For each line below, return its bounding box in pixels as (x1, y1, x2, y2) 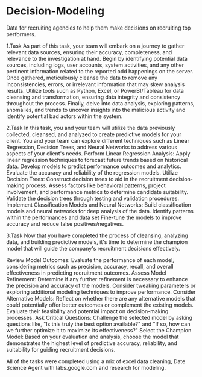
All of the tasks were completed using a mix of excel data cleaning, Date (6, 357, 186, 365)
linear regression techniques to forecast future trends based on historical (6, 156, 188, 163)
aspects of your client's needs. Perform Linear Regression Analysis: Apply (6, 149, 191, 157)
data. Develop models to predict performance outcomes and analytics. (6, 163, 182, 170)
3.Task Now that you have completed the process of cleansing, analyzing (6, 232, 188, 239)
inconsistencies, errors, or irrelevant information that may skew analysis (6, 80, 185, 88)
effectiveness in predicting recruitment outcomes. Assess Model (6, 269, 167, 276)
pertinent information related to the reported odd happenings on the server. (6, 67, 194, 75)
